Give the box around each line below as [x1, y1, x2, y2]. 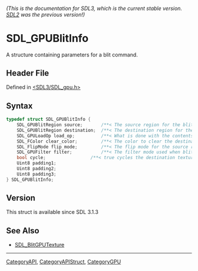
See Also [6, 226, 39, 236]
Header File [6, 68, 49, 78]
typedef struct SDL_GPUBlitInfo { [6, 117, 91, 123]
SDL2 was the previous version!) [6, 11, 85, 18]
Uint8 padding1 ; [16, 160, 57, 166]
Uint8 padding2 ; [16, 166, 57, 172]
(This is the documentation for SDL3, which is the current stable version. [6, 5, 183, 12]
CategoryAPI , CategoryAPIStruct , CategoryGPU [6, 258, 121, 265]
